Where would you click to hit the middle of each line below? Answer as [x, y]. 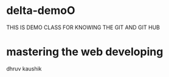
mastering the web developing [85, 52]
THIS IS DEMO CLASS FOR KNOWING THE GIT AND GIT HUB [83, 27]
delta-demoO [41, 11]
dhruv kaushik [24, 69]
